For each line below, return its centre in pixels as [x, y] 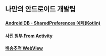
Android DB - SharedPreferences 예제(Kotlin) [53, 23]
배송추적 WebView [24, 48]
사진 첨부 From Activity [29, 36]
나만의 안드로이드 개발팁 [40, 9]
